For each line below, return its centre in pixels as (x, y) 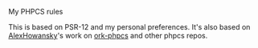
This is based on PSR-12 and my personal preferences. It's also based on (129, 27)
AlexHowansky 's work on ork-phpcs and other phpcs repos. (108, 36)
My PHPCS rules (36, 12)
